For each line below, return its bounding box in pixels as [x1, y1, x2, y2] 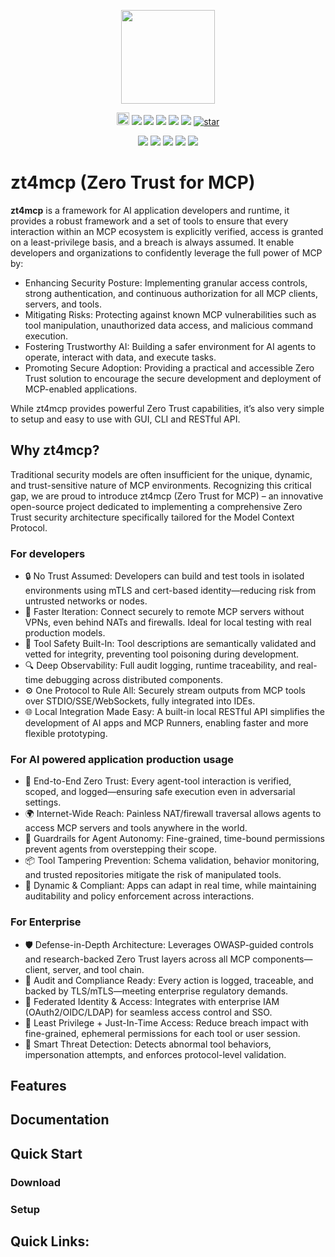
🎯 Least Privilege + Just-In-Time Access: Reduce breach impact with [24, 1016, 309, 1029]
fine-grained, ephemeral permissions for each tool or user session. [24, 1027, 301, 1039]
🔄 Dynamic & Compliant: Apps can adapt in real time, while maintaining [24, 880, 317, 892]
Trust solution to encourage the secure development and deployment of [24, 372, 322, 384]
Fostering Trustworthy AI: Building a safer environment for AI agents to [24, 340, 317, 352]
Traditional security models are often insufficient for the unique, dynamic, [10, 468, 313, 480]
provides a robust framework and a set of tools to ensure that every [10, 215, 289, 227]
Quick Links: [10, 1233, 90, 1250]
